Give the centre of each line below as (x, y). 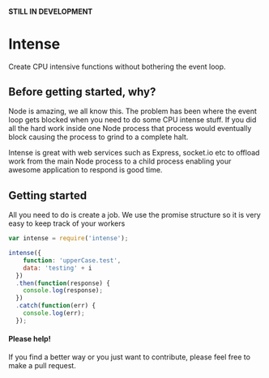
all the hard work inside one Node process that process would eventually (130, 129)
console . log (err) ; (54, 313)
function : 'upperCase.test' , (72, 260)
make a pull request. (43, 365)
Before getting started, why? (82, 92)
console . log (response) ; (63, 291)
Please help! (30, 339)
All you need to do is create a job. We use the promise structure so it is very (134, 215)
